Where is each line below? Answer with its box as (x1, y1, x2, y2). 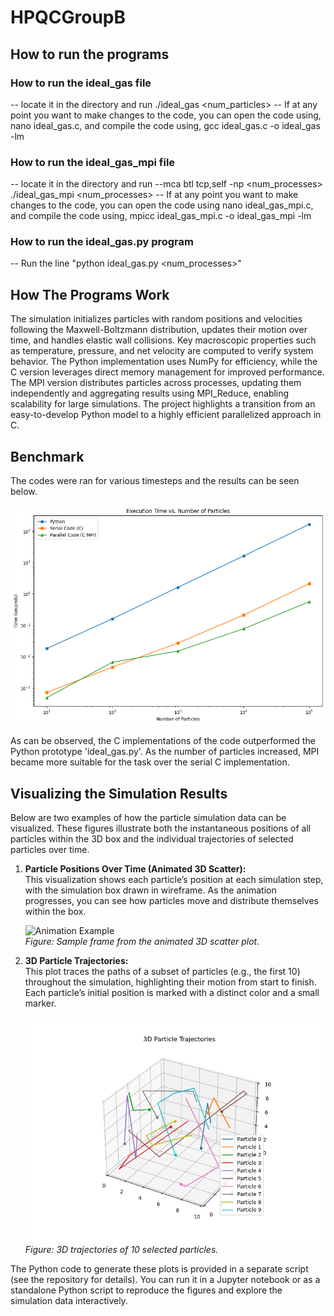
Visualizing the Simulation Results (10, 785, 228, 802)
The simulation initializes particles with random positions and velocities (10, 313, 303, 325)
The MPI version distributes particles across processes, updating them (10, 377, 302, 389)
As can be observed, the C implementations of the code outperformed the (10, 735, 316, 747)
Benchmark (10, 448, 85, 465)
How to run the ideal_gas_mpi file (10, 155, 176, 169)
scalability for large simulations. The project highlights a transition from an (10, 398, 316, 410)
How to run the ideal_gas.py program (10, 235, 194, 249)
